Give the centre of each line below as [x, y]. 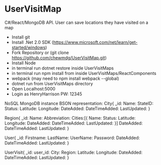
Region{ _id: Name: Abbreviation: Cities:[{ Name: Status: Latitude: [70, 118]
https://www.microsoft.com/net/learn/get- [95, 42]
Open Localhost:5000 [33, 89]
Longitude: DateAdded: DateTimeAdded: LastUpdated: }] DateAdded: [74, 123]
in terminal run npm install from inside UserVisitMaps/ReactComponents [84, 73]
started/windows [28, 47]
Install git [21, 37]
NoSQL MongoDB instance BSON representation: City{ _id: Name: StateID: [79, 103]
